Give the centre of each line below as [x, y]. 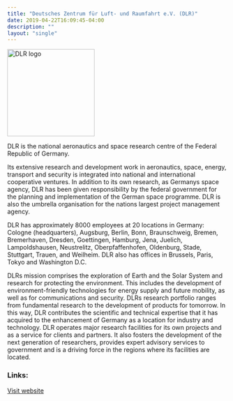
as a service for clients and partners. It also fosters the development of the [114, 335]
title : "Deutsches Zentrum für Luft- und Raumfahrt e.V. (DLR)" [103, 14]
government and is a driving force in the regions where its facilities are [108, 350]
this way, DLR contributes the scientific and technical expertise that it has [113, 313]
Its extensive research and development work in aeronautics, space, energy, [117, 167]
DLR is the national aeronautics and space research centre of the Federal [112, 146]
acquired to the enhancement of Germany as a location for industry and [110, 320]
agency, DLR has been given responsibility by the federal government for [112, 190]
